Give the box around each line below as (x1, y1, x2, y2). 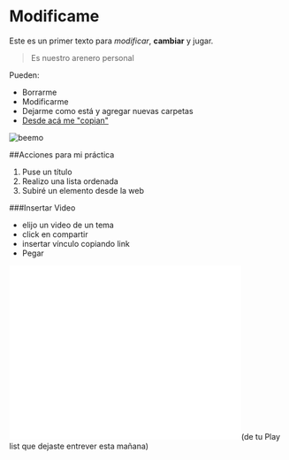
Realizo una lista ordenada (21, 175, 119, 187)
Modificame (9, 6, 100, 27)
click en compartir (21, 228, 88, 240)
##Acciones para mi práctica (9, 149, 115, 160)
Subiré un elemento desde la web (21, 185, 144, 195)
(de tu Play (241, 431, 281, 441)
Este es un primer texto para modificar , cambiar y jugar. (9, 35, 214, 46)
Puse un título (21, 166, 72, 177)
